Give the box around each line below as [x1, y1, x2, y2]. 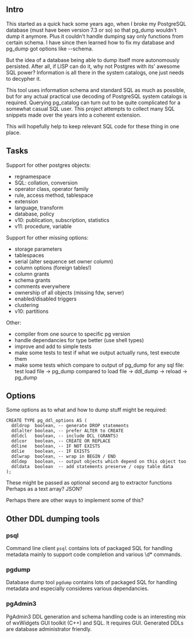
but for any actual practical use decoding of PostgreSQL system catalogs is [6, 93, 188, 100]
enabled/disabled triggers [14, 295, 77, 302]
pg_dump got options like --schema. [6, 45, 93, 52]
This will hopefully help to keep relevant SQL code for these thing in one [6, 122, 180, 129]
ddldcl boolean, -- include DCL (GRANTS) [11, 433, 118, 439]
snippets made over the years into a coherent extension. [6, 111, 142, 118]
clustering [14, 301, 39, 308]
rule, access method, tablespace [14, 192, 93, 199]
